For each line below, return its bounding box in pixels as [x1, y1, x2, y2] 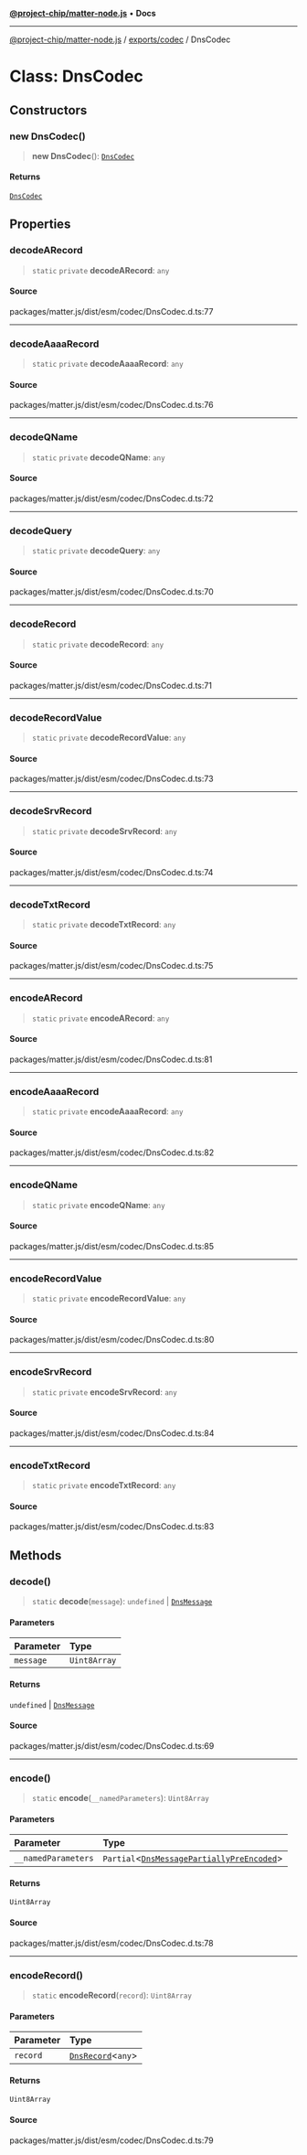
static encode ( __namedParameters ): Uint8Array [31, 1793, 210, 1804]
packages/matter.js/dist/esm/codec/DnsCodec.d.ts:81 [9, 1054, 213, 1065]
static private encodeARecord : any [31, 1013, 170, 1024]
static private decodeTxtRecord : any [31, 919, 176, 930]
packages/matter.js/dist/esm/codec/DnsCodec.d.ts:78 [9, 1937, 214, 1948]
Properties [9, 217, 71, 232]
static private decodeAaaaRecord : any [31, 359, 185, 370]
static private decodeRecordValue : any [31, 732, 186, 744]
